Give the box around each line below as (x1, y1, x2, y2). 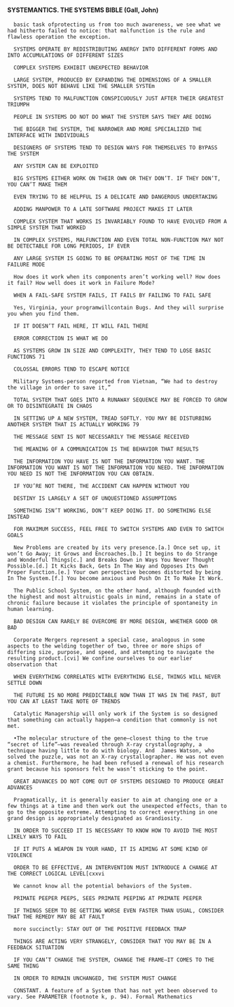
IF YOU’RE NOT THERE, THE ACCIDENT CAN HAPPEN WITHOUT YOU (13, 482, 190, 490)
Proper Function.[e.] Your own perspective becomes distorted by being (7, 569, 221, 576)
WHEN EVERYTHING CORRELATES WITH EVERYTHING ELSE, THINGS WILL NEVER (13, 674, 221, 681)
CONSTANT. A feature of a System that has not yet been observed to (13, 987, 218, 994)
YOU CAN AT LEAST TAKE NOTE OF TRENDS (7, 698, 121, 705)
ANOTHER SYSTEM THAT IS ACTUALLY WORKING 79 (7, 421, 139, 428)
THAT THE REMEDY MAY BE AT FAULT (7, 913, 105, 921)
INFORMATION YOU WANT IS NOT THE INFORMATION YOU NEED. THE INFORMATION (7, 464, 224, 471)
